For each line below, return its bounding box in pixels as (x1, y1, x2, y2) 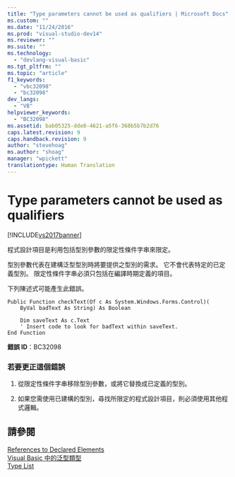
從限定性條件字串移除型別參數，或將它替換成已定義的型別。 (17, 379, 191, 388)
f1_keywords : (7, 76, 46, 84)
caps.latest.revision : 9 (7, 129, 80, 136)
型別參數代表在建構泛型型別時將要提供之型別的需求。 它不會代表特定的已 (7, 260, 219, 269)
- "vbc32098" (13, 83, 52, 90)
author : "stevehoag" (7, 142, 68, 149)
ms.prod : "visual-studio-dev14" (7, 30, 102, 38)
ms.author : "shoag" (7, 149, 65, 156)
